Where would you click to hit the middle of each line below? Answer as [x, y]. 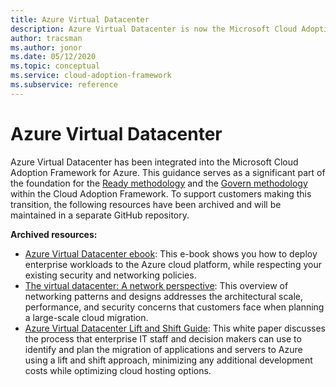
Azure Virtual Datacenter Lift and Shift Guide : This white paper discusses [175, 328]
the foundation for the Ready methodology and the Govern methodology [159, 183]
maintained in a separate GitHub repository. [100, 215]
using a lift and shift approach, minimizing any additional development [168, 360]
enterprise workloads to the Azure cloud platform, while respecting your [173, 264]
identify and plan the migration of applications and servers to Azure [163, 349]
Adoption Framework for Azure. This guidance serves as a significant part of [168, 172]
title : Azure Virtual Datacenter [80, 19]
